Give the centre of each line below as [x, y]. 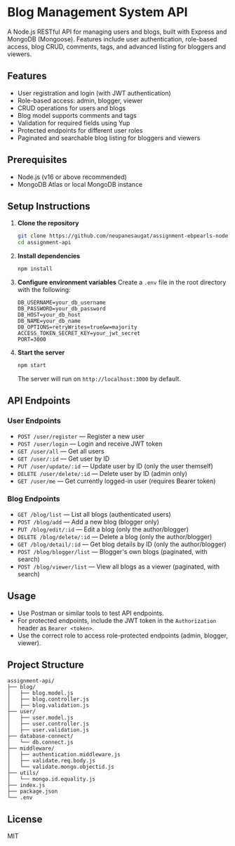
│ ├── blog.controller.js [48, 699]
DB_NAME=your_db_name [49, 321]
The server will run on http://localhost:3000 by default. [99, 378]
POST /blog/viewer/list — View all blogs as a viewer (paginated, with [118, 567]
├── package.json [33, 792]
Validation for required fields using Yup [74, 123]
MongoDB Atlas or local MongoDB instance [80, 184]
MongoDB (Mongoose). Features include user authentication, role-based [112, 39]
